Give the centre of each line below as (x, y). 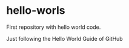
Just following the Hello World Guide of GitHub (64, 38)
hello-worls (36, 10)
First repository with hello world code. (54, 27)
